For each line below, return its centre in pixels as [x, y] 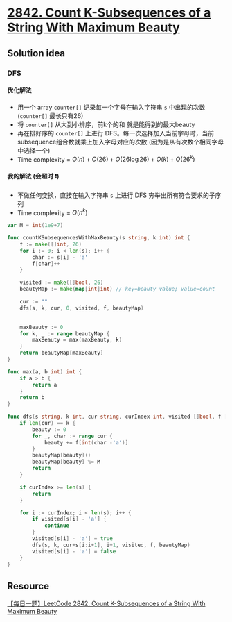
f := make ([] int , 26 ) [51, 244]
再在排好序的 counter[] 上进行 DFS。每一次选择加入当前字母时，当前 [116, 133]
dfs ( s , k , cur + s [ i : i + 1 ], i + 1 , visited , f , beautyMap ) [111, 545]
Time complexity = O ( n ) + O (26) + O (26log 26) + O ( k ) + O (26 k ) [106, 159]
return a [45, 385]
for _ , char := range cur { [72, 436]
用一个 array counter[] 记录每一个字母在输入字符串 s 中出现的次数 [111, 107]
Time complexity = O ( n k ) [52, 212]
